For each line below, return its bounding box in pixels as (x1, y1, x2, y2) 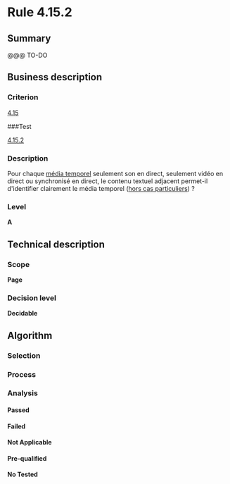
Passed (7, 406, 30, 414)
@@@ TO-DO (7, 51, 48, 59)
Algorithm (7, 329, 53, 342)
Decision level (7, 293, 56, 303)
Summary (7, 32, 51, 44)
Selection (7, 350, 41, 360)
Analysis (7, 388, 39, 398)
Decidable (7, 309, 38, 318)
